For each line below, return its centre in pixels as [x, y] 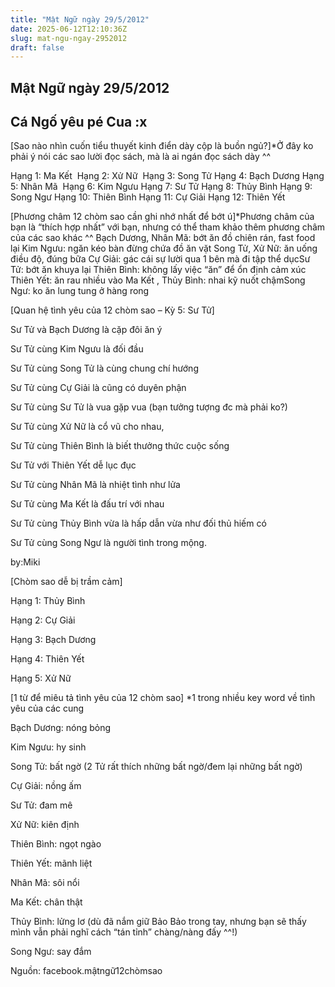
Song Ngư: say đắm [51, 952]
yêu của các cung [47, 708]
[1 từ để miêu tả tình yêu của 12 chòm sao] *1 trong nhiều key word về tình [163, 698]
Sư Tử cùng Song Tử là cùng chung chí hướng [104, 368]
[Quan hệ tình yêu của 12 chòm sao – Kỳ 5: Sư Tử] [112, 310]
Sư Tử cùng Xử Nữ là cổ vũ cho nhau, [87, 427]
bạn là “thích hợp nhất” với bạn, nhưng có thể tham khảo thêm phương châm [168, 227]
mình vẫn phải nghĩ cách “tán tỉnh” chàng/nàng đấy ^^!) [124, 932]
